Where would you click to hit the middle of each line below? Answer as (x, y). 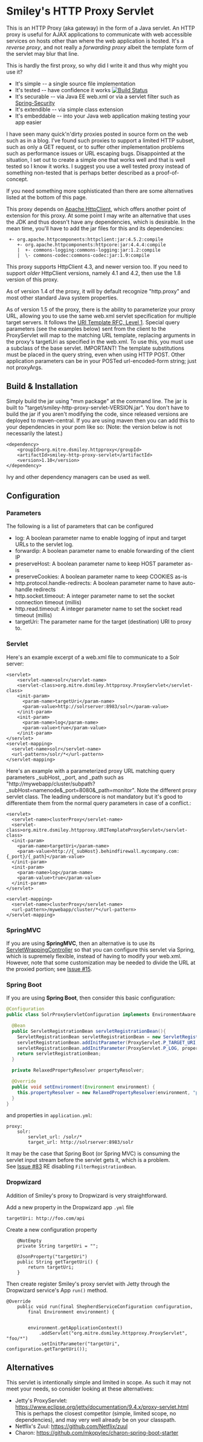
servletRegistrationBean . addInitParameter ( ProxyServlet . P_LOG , (98, 1048)
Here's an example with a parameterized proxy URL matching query (91, 770)
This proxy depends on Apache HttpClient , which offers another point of (96, 209)
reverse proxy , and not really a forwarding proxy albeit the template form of (100, 47)
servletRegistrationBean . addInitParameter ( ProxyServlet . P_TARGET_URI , (108, 1043)
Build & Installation (42, 386)
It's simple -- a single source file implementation (75, 84)
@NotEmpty (30, 1241)
